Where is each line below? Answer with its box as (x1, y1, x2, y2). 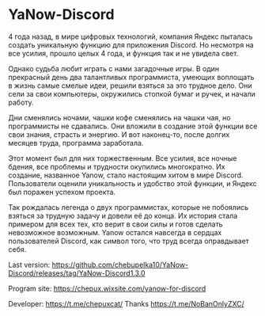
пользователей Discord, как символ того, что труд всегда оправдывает (8, 236, 249, 246)
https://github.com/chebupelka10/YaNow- (51, 260, 189, 269)
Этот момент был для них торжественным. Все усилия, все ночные (8, 153, 237, 163)
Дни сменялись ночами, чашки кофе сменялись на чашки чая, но (8, 112, 231, 122)
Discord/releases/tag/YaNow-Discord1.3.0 (8, 268, 146, 278)
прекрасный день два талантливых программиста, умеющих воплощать (8, 72, 255, 82)
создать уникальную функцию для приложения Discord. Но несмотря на (8, 40, 255, 49)
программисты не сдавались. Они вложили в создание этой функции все (8, 121, 258, 131)
